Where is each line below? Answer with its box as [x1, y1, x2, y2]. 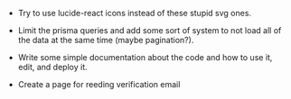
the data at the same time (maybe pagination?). [17, 35, 194, 45]
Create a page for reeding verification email [17, 79, 181, 89]
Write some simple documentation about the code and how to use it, [17, 52, 273, 62]
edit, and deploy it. [17, 62, 88, 72]
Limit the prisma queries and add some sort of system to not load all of [17, 25, 282, 35]
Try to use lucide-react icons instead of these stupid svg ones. [17, 8, 251, 18]
